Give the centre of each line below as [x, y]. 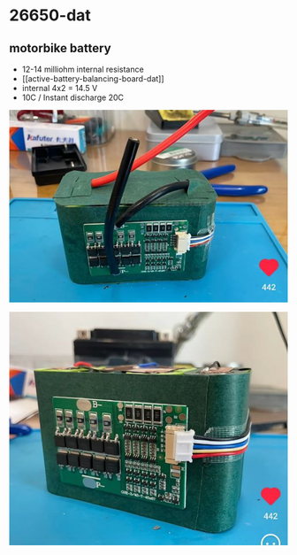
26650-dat [50, 15]
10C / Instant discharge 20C [72, 97]
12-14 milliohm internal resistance [83, 69]
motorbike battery [61, 48]
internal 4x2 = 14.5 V [60, 88]
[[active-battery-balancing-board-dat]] [93, 79]
